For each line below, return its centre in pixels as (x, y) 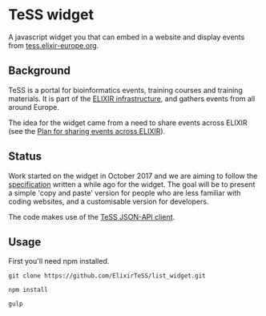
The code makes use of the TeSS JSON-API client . (92, 217)
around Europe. (34, 107)
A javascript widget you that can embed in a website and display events (127, 37)
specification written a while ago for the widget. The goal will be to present (132, 184)
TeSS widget (51, 15)
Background (39, 71)
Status (25, 157)
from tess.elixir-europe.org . (54, 45)
